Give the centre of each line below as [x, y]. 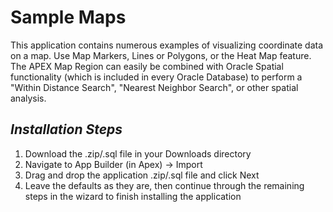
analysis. [28, 98]
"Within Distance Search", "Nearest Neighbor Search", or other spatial [154, 87]
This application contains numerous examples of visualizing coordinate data [167, 45]
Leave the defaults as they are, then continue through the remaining [164, 185]
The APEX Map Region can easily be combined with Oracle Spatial [147, 66]
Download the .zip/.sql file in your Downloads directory [138, 153]
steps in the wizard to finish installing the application [133, 196]
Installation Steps [66, 129]
